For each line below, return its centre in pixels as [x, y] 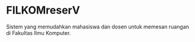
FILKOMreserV [43, 10]
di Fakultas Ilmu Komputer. [39, 33]
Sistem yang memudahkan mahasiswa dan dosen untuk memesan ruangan [98, 27]
